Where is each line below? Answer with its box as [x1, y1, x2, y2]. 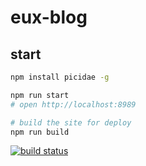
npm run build [10, 127, 70, 137]
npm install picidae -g [10, 72, 110, 82]
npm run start [10, 90, 70, 100]
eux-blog [10, 6, 88, 29]
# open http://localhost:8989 [10, 99, 137, 110]
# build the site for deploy [10, 117, 132, 128]
